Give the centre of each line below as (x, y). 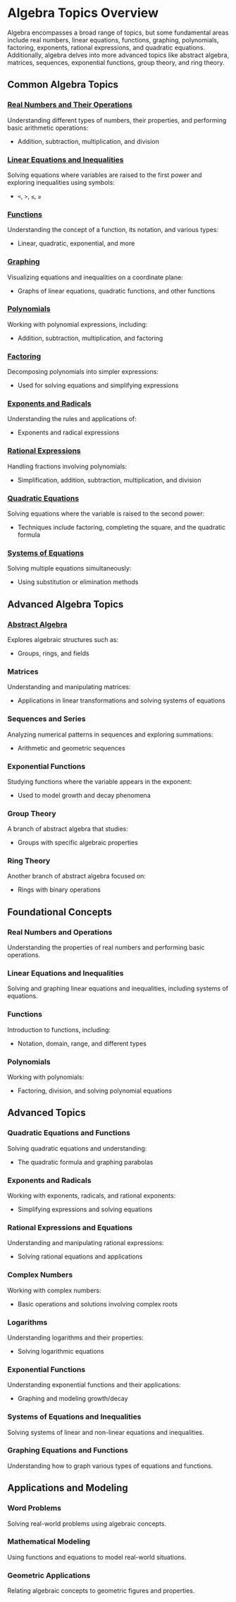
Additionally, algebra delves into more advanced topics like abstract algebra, (118, 55)
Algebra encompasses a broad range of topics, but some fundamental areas (118, 32)
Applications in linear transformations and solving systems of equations (121, 700)
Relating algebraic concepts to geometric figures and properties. (101, 1591)
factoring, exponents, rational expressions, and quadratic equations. (106, 47)
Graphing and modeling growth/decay (73, 1399)
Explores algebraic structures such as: (63, 639)
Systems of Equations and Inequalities (74, 1417)
